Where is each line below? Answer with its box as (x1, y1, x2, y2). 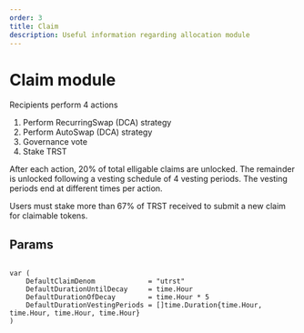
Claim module (9, 69, 117, 90)
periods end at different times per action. (9, 183, 163, 194)
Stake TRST (22, 146, 67, 157)
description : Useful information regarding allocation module (9, 30, 250, 39)
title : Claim (9, 22, 59, 31)
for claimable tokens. (9, 210, 88, 221)
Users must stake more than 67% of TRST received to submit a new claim (9, 201, 287, 212)
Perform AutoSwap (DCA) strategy (22, 126, 153, 137)
